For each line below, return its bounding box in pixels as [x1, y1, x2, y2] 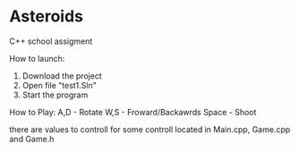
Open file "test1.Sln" [21, 80, 97, 90]
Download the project [21, 70, 103, 81]
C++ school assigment [9, 36, 93, 46]
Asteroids [9, 6, 83, 27]
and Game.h [9, 133, 55, 144]
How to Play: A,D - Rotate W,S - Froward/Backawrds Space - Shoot [9, 106, 257, 117]
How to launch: [9, 53, 65, 63]
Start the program [21, 89, 89, 100]
